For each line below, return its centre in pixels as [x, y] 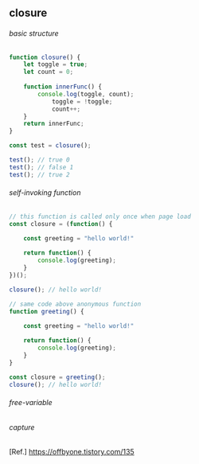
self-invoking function [45, 193]
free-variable [31, 403]
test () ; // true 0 [39, 160]
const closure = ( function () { [61, 224]
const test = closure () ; [50, 146]
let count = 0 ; [49, 72]
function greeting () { [47, 311]
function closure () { [45, 57]
